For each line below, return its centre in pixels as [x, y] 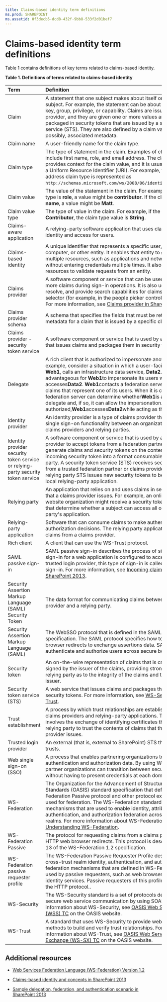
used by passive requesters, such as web [94, 875]
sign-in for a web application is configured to [98, 557]
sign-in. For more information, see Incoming [97, 570]
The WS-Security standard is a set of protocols [101, 895]
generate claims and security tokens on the [96, 450]
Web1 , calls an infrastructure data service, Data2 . [104, 372]
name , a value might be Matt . [80, 203]
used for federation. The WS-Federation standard [103, 802]
